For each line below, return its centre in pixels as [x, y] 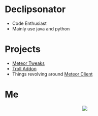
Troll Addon [24, 68]
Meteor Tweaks [28, 63]
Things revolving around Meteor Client [52, 74]
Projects [23, 49]
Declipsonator [35, 9]
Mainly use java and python [41, 28]
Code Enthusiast [29, 23]
